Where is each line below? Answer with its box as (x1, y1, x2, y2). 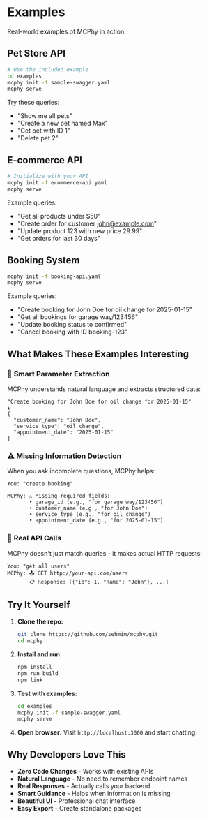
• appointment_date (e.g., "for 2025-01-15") (29, 517, 164, 524)
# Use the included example (7, 66, 89, 73)
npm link (17, 677, 43, 684)
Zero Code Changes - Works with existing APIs (17, 767, 154, 776)
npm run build (17, 670, 59, 677)
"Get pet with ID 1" (17, 126, 71, 135)
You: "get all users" (7, 563, 70, 570)
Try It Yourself (7, 598, 71, 611)
